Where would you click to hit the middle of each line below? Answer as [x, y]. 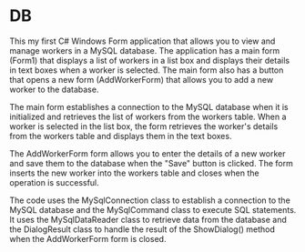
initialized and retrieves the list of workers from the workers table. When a [148, 116]
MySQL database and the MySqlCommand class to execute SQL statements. [153, 209]
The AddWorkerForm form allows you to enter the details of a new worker [147, 153]
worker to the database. [54, 89]
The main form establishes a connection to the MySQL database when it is [149, 106]
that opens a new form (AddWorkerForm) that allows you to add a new [142, 79]
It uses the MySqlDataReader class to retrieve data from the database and [148, 219]
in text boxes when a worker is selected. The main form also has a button [147, 70]
